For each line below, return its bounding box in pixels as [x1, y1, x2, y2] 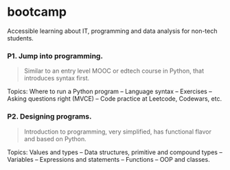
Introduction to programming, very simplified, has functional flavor [23, 127, 211, 136]
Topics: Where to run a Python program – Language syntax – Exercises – [7, 87, 212, 96]
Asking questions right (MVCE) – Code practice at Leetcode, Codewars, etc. [7, 95, 222, 103]
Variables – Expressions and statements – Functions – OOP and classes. [7, 155, 211, 163]
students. [7, 34, 34, 42]
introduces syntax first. [23, 74, 90, 82]
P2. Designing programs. [7, 112, 92, 121]
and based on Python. [23, 134, 87, 143]
